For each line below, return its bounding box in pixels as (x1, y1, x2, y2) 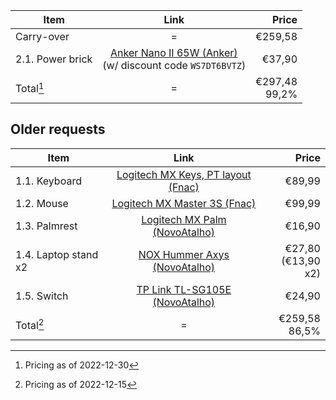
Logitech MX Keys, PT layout (116, 167, 252, 181)
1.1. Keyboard (15, 174, 82, 188)
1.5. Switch (15, 289, 69, 303)
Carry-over (15, 30, 70, 43)
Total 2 (15, 317, 45, 333)
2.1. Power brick (15, 52, 93, 66)
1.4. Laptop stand (15, 247, 99, 261)
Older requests (10, 121, 106, 138)
